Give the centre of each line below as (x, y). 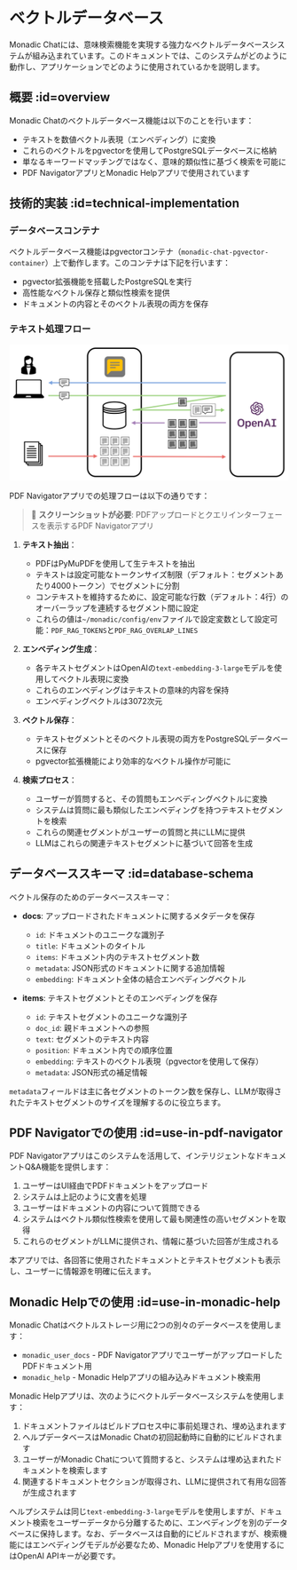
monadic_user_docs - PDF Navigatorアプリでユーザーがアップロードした (152, 1355)
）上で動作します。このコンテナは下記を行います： (138, 263)
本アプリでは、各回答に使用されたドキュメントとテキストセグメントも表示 (145, 1260)
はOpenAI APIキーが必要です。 (65, 1556)
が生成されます (49, 1493)
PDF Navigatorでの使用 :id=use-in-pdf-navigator (146, 1133)
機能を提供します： (76, 1167)
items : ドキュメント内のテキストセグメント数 (117, 956)
